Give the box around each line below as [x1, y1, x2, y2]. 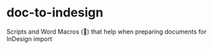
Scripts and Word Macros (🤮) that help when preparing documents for [6, 27, 207, 36]
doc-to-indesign [6, 5, 104, 21]
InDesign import [6, 34, 53, 42]
